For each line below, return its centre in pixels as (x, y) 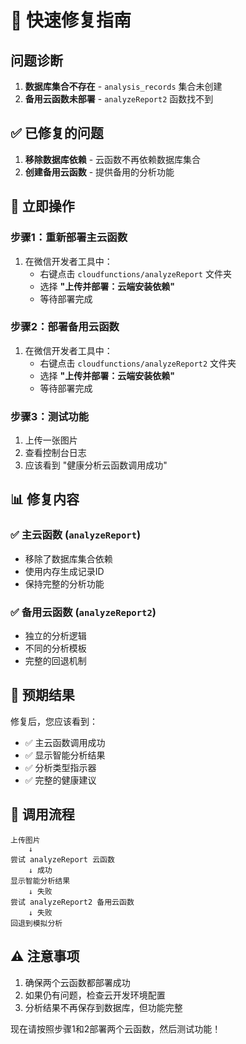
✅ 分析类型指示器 (60, 767)
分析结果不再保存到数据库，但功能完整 (103, 1007)
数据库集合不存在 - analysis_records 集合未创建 (123, 86)
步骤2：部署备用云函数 (65, 327)
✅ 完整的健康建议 (60, 780)
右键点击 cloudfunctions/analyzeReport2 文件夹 (138, 363)
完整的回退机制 (55, 661)
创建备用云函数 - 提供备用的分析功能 (99, 172)
